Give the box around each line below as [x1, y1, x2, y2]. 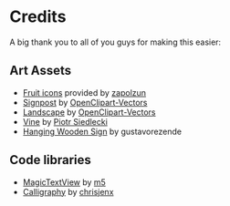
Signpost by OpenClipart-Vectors [22, 97, 148, 108]
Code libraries [9, 152, 91, 168]
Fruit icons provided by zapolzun [22, 87, 147, 98]
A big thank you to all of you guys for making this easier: [9, 36, 222, 47]
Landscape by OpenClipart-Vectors [22, 107, 157, 118]
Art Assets [9, 63, 72, 78]
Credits [9, 6, 67, 27]
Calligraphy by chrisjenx [22, 186, 114, 197]
